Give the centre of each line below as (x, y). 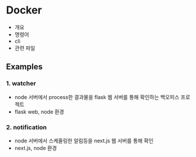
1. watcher (21, 84)
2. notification (26, 127)
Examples (24, 67)
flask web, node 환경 (39, 111)
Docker (24, 10)
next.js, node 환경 (36, 148)
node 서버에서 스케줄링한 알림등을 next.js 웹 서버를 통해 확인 (84, 141)
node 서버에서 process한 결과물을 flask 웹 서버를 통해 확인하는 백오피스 (97, 97)
